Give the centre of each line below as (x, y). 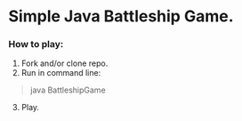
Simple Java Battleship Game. (121, 16)
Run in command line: (61, 73)
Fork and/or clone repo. (65, 63)
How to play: (36, 44)
